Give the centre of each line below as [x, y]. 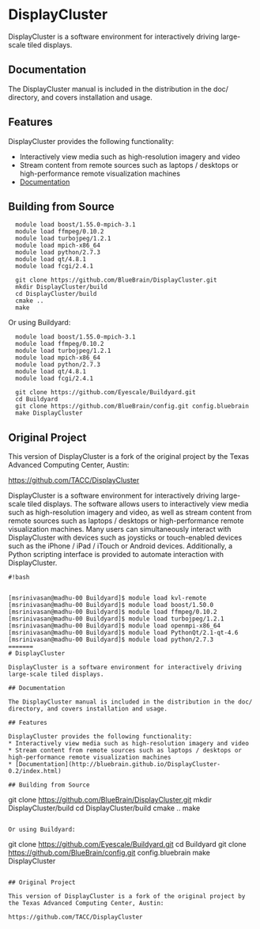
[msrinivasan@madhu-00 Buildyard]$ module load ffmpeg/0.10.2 [113, 612]
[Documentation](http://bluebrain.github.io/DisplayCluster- [118, 764]
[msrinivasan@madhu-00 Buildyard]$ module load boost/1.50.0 [111, 605]
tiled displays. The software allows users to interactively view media [138, 504]
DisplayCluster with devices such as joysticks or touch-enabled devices [125, 538]
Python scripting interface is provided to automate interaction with [116, 555]
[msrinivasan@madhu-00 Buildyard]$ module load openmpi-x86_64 [115, 626]
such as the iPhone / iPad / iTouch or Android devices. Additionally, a [121, 546]
